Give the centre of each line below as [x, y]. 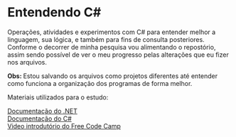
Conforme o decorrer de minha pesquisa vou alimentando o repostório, [112, 47]
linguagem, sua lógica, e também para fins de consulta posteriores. [106, 39]
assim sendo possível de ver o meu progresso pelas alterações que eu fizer [118, 55]
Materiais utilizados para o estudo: [58, 97]
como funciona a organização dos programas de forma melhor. [100, 83]
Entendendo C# [54, 12]
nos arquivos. [27, 62]
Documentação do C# [40, 119]
